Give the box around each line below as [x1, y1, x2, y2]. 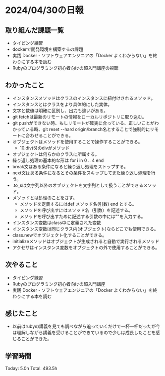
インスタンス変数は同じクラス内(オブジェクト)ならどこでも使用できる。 [12, 226, 159, 232]
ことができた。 [21, 336, 52, 342]
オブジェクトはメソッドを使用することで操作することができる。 [12, 138, 143, 144]
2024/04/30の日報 [5, 4, 84, 16]
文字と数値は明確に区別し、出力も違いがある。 [12, 108, 108, 114]
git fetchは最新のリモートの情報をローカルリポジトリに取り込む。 [12, 114, 147, 120]
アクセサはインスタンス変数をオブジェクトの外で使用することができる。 [12, 245, 160, 251]
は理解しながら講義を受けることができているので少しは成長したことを [12, 330, 156, 336]
